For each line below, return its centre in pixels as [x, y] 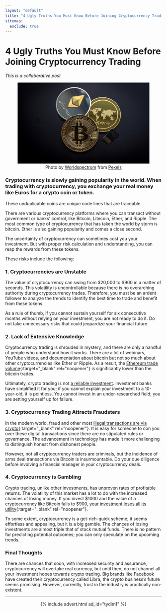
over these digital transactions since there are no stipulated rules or [74, 433]
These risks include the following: [40, 259]
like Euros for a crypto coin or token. [50, 193]
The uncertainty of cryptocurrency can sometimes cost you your [71, 238]
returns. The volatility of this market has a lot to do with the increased [76, 493]
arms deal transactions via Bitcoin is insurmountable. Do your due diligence [83, 459]
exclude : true [24, 26]
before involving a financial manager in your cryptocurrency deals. [73, 464]
